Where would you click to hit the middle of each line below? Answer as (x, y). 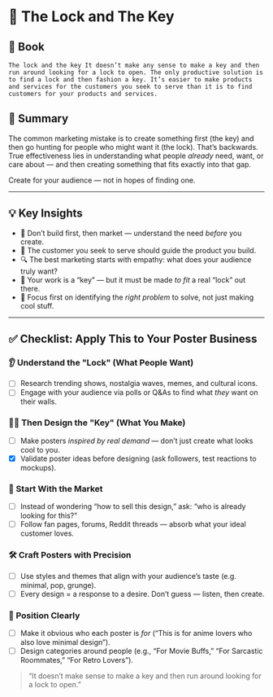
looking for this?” (49, 515)
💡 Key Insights (45, 214)
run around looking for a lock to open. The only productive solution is (136, 72)
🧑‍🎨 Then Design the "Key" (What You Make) (97, 423)
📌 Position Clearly (44, 616)
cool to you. (40, 449)
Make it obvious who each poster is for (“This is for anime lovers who (136, 633)
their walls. (38, 401)
